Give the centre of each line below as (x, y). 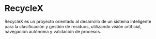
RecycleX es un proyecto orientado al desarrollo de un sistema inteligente (78, 21)
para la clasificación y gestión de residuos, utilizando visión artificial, (73, 26)
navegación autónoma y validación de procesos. (53, 31)
